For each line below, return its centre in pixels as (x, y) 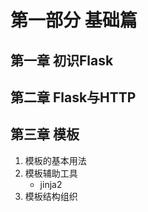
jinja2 (51, 184)
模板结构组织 (51, 196)
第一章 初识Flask (62, 60)
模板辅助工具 (51, 173)
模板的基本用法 (55, 160)
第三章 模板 (45, 134)
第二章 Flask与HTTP (73, 97)
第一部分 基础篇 (74, 20)
